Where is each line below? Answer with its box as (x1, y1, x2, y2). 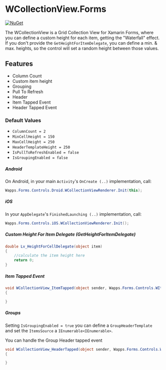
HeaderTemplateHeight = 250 (12, 145, 70, 150)
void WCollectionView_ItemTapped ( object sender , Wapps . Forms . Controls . (5, 286, 156, 291)
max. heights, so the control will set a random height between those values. (5, 45, 159, 51)
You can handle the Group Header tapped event (5, 337, 103, 343)
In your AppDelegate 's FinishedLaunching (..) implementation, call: (5, 211, 142, 217)
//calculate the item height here (14, 253, 85, 258)
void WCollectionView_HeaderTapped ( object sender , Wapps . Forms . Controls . (5, 347, 161, 352)
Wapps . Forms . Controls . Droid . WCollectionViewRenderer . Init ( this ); (5, 188, 142, 193)
